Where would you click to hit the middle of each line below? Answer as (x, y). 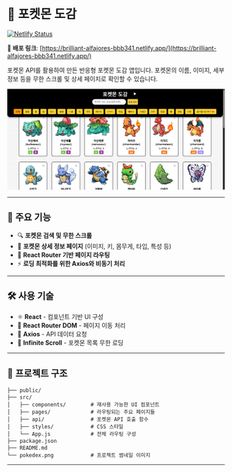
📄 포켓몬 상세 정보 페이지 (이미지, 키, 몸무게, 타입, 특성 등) (94, 246)
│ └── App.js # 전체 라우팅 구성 (72, 434)
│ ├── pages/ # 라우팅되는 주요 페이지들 (81, 412)
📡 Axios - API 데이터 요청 (52, 334)
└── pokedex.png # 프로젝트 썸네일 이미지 (79, 455)
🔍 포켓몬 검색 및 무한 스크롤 (55, 235)
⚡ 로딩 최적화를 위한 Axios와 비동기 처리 (71, 263)
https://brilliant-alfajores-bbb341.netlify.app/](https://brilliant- (129, 48)
